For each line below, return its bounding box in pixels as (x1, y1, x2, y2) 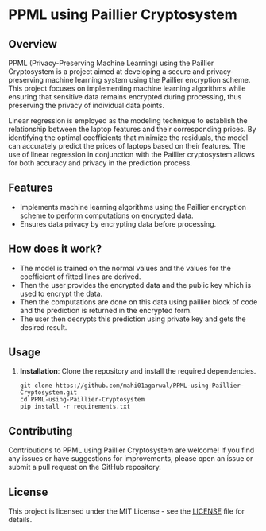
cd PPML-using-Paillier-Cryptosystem (19, 396, 145, 404)
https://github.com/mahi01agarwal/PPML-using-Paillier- (55, 382, 245, 390)
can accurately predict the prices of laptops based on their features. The (8, 141, 246, 150)
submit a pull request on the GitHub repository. (8, 463, 161, 472)
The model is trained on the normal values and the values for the (19, 263, 232, 273)
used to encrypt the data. (19, 289, 103, 298)
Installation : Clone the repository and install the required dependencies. (19, 366, 256, 376)
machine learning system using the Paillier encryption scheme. (44, 76, 251, 84)
